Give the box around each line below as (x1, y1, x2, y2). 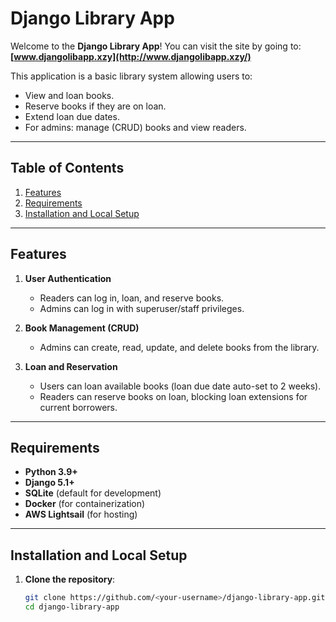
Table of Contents (10, 160, 125, 177)
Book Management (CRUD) (24, 322, 140, 334)
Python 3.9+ (24, 466, 78, 478)
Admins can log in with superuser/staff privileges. (39, 302, 245, 314)
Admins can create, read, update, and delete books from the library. (39, 341, 320, 353)
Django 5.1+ (24, 477, 75, 489)
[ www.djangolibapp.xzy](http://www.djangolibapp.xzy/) (10, 50, 252, 62)
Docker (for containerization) (24, 498, 146, 510)
